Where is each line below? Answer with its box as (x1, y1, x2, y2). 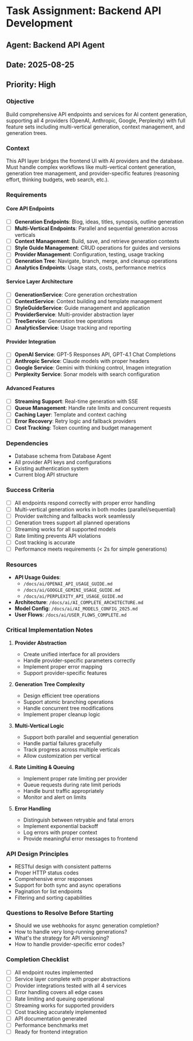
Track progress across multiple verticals (23, 746, 120, 753)
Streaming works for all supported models (14, 525, 116, 533)
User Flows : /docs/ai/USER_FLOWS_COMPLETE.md (14, 611, 127, 618)
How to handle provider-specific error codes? (14, 941, 125, 948)
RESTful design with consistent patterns (14, 863, 112, 870)
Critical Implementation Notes (6, 626, 94, 634)
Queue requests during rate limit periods (23, 781, 121, 788)
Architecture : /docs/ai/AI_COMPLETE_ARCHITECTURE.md (14, 599, 144, 606)
